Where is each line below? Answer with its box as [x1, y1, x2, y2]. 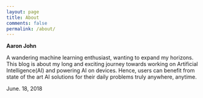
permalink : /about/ [6, 25, 56, 32]
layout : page [6, 8, 40, 15]
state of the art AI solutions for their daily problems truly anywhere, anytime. [6, 73, 198, 80]
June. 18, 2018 [6, 85, 43, 93]
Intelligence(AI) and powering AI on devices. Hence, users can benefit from [6, 67, 195, 74]
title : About [6, 15, 40, 21]
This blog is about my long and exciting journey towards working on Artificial [6, 60, 198, 68]
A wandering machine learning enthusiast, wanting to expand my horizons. [6, 54, 194, 61]
